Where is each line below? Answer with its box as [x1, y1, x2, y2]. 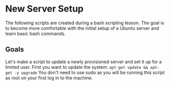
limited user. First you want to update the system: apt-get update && [5, 64, 148, 70]
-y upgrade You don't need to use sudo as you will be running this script [14, 69, 165, 75]
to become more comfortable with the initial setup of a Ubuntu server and [5, 25, 159, 31]
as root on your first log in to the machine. [5, 74, 93, 81]
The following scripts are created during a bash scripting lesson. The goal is [5, 20, 164, 26]
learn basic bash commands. [5, 30, 66, 36]
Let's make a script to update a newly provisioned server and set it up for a [5, 59, 162, 65]
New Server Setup [5, 3, 84, 15]
